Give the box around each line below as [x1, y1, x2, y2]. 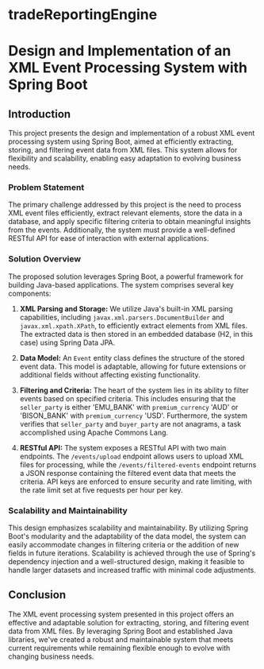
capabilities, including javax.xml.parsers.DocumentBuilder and [19, 312, 224, 322]
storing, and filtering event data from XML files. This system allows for [8, 145, 238, 155]
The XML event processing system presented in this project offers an [8, 609, 235, 619]
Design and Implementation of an [8, 42, 231, 60]
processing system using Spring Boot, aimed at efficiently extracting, [8, 137, 234, 146]
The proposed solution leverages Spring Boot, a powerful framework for [8, 272, 244, 281]
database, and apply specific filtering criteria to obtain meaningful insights [8, 217, 251, 226]
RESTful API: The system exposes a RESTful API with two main [19, 443, 227, 452]
